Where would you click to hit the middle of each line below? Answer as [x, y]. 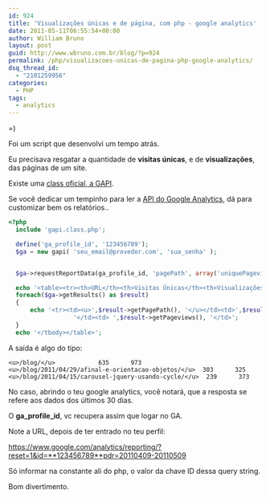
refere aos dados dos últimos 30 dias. [71, 400]
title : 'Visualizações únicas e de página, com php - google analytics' [133, 23]
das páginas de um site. [48, 168]
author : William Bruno [46, 38]
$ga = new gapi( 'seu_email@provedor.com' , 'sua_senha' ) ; [117, 251]
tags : [17, 98]
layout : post [30, 46]
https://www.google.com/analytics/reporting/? [85, 447]
